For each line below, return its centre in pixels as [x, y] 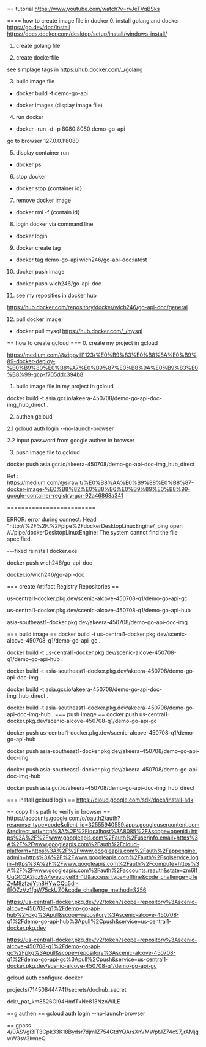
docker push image [40, 272]
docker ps [28, 164]
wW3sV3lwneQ [26, 1038]
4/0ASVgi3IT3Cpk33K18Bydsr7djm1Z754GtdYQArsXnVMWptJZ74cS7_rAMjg [103, 1032]
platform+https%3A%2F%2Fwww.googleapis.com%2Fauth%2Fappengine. [102, 851]
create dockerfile [37, 57]
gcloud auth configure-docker [45, 978]
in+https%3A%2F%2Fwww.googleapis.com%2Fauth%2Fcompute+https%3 [103, 864]
